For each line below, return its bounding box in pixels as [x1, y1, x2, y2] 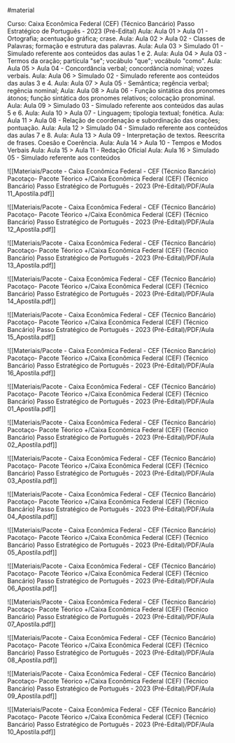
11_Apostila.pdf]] [7, 189, 55, 197]
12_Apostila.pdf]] [7, 225, 56, 233]
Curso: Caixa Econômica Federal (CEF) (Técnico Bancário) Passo [7, 20, 195, 27]
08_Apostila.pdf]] [7, 656, 57, 664]
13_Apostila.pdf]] [7, 261, 56, 269]
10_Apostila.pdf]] [7, 728, 56, 736]
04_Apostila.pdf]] [7, 513, 58, 520]
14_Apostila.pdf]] [7, 297, 56, 305]
